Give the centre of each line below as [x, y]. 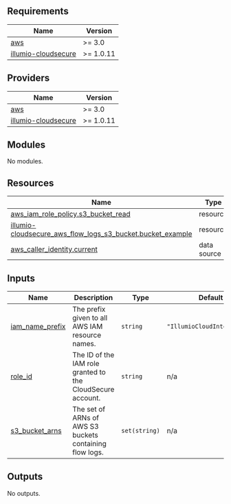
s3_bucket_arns [36, 431]
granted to [89, 372]
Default [211, 298]
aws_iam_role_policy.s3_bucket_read [70, 214]
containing [89, 444]
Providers [29, 78]
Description [93, 298]
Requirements [38, 11]
